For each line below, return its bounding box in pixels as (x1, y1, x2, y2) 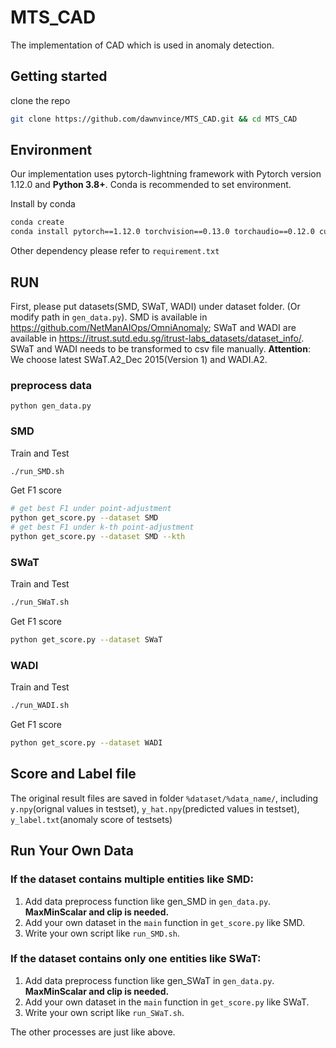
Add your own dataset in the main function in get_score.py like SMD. (24, 916, 306, 928)
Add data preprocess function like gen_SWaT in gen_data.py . (24, 974, 275, 986)
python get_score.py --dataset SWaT (10, 635, 163, 645)
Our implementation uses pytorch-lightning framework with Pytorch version (10, 168, 322, 180)
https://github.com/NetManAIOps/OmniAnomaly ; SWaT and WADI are (10, 322, 297, 333)
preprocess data (10, 378, 92, 392)
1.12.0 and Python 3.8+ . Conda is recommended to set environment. (10, 179, 292, 191)
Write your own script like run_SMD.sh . (24, 927, 180, 939)
